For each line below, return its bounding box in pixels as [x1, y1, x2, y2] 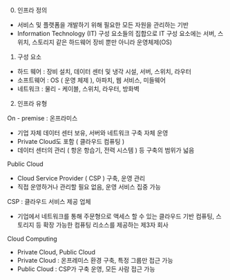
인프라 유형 [17, 100, 48, 107]
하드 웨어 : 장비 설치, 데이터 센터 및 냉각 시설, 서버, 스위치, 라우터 [17, 68, 192, 75]
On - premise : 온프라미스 [7, 114, 78, 122]
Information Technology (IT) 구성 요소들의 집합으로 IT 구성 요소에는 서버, [17, 30, 216, 37]
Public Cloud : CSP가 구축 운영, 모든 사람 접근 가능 [17, 265, 155, 273]
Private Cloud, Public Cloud [17, 248, 95, 256]
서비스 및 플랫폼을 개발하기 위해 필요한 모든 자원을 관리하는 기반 [17, 21, 189, 29]
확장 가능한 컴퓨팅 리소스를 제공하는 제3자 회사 [43, 221, 169, 229]
